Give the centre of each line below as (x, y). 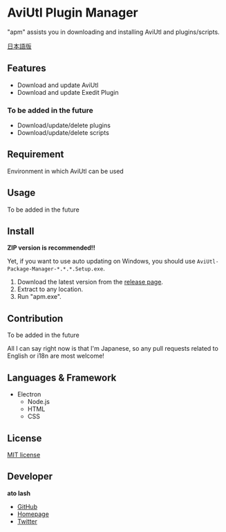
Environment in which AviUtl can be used (66, 171)
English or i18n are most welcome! (56, 356)
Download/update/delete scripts (63, 133)
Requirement (36, 155)
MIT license (24, 455)
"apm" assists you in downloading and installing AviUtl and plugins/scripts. (113, 32)
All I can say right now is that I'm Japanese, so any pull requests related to (113, 349)
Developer (30, 476)
